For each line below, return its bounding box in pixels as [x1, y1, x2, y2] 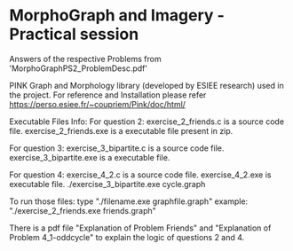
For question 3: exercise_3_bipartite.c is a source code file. [9, 143, 225, 153]
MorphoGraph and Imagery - [9, 5, 225, 26]
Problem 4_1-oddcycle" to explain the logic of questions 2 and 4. [9, 231, 245, 242]
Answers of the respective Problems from [9, 53, 162, 64]
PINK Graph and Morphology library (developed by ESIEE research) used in [9, 80, 284, 90]
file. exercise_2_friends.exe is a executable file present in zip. [9, 125, 234, 136]
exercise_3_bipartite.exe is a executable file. [9, 152, 170, 162]
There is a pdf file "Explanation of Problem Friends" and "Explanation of [9, 223, 272, 233]
